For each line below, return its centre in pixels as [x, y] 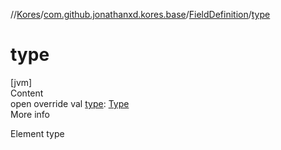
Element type [37, 133]
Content [27, 93]
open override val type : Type [70, 103]
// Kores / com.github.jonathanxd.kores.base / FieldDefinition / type [140, 14]
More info [30, 114]
